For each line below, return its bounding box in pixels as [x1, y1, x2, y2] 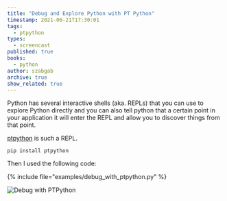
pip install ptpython [7, 147, 69, 154]
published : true [7, 49, 53, 56]
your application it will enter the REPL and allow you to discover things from [7, 114, 221, 122]
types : [7, 36, 26, 43]
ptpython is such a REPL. [7, 134, 77, 143]
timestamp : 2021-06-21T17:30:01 [7, 16, 99, 23]
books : [7, 55, 26, 62]
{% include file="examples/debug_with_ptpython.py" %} [7, 173, 167, 181]
